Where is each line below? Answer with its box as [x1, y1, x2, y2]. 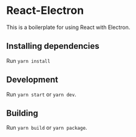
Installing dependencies [6, 41, 100, 51]
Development [6, 75, 59, 85]
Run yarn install [6, 57, 50, 64]
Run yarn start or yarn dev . [6, 91, 76, 98]
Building [6, 108, 38, 118]
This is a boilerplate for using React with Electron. [6, 24, 131, 31]
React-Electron [6, 4, 84, 18]
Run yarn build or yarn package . [6, 124, 87, 132]
